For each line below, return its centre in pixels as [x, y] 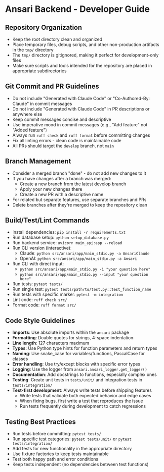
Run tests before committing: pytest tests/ [57, 434]
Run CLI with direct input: [38, 264]
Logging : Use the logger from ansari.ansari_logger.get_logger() [80, 369]
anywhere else [27, 114]
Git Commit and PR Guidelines [52, 86]
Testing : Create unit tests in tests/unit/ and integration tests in [77, 380]
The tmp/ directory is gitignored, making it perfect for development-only [85, 55]
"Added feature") [30, 130]
